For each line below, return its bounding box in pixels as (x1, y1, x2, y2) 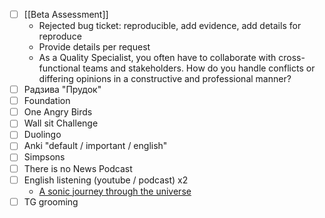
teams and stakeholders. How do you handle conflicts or (82, 62, 316, 74)
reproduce (38, 30, 82, 43)
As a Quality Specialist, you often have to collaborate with (38, 52, 277, 64)
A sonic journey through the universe (38, 185, 192, 197)
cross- (278, 52, 306, 64)
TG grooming (23, 195, 79, 208)
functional (38, 62, 81, 74)
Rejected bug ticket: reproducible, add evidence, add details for (38, 20, 302, 32)
